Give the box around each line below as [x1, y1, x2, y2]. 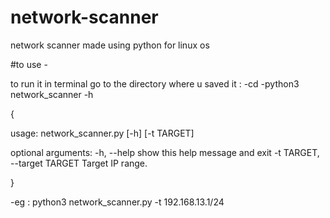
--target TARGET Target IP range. [10, 157, 148, 169]
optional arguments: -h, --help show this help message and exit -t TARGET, [10, 146, 320, 158]
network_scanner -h [10, 88, 94, 100]
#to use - [10, 58, 48, 70]
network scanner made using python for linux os [10, 39, 210, 51]
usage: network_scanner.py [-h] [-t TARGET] [10, 127, 195, 139]
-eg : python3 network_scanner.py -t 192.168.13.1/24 [10, 196, 225, 208]
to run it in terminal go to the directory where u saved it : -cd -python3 [10, 77, 300, 90]
